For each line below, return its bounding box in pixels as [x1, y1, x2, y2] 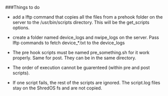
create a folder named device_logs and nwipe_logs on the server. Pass [12, 35, 159, 40]
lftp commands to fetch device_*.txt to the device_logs [12, 40, 125, 46]
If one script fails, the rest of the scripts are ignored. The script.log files [12, 80, 160, 85]
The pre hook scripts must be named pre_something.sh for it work [12, 50, 150, 55]
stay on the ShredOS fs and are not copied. [12, 85, 102, 91]
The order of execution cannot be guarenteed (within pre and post [12, 65, 150, 70]
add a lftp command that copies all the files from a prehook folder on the [12, 14, 163, 20]
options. [12, 25, 30, 31]
